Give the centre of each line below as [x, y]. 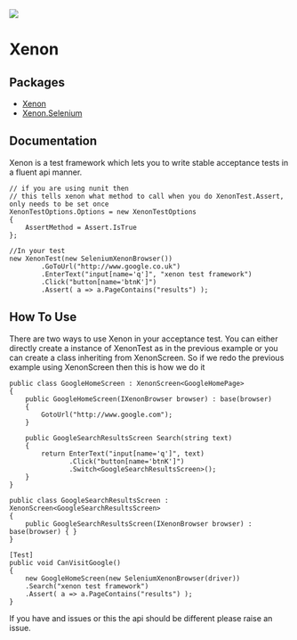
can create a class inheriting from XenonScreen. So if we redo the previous [147, 357]
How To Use [43, 317]
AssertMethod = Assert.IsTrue [81, 227]
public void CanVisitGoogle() [65, 562]
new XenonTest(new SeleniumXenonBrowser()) [91, 258]
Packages [37, 82]
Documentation [53, 141]
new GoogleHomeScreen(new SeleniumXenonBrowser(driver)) [133, 578]
